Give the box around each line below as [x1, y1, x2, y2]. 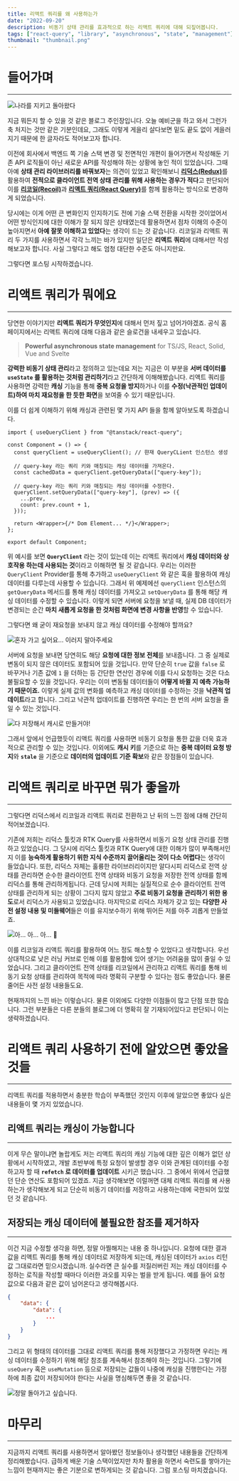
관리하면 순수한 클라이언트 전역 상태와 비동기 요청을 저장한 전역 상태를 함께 [20, 871, 228, 879]
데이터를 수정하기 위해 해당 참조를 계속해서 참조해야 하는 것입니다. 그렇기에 [14, 1356, 222, 1364]
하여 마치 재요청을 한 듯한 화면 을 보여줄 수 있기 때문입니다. [15, 391, 176, 399]
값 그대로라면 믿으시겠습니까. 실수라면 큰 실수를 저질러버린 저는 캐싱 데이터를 [7, 1261, 221, 1270]
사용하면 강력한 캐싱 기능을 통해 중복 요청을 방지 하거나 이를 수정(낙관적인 [7, 382, 208, 390]
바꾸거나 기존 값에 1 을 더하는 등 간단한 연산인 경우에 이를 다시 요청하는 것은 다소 [7, 669, 230, 676]
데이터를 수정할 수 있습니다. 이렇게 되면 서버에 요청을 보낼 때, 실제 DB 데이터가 [14, 597, 232, 605]
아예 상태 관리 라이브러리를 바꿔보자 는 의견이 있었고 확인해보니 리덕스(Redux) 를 [7, 167, 228, 176]
